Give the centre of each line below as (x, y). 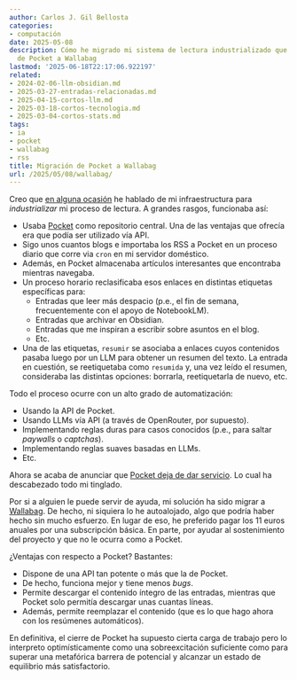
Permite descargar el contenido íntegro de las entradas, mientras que (149, 593)
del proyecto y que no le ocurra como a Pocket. (96, 539)
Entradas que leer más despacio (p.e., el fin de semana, (137, 301)
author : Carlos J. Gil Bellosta (69, 17)
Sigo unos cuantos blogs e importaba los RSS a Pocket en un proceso (149, 245)
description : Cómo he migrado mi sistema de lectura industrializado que (148, 51)
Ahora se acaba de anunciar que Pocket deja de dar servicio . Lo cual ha (141, 475)
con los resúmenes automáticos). (83, 621)
